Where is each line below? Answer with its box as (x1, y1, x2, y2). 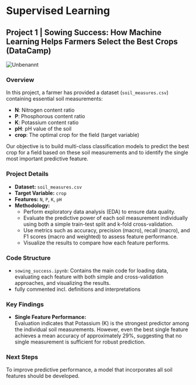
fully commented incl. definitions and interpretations (14, 286, 141, 293)
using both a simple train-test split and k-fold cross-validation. (23, 221, 174, 228)
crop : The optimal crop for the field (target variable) (14, 132, 139, 139)
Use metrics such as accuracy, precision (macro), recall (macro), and (23, 226, 190, 233)
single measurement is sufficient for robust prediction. (14, 338, 146, 346)
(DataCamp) (6, 46, 51, 56)
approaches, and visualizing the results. (14, 279, 111, 286)
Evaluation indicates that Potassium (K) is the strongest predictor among (14, 320, 189, 327)
